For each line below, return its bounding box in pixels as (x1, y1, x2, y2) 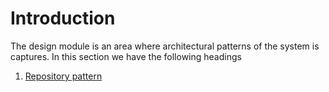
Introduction (10, 7, 116, 30)
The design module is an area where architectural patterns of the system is (10, 40, 320, 52)
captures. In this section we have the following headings (10, 50, 242, 62)
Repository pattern (24, 70, 103, 82)
